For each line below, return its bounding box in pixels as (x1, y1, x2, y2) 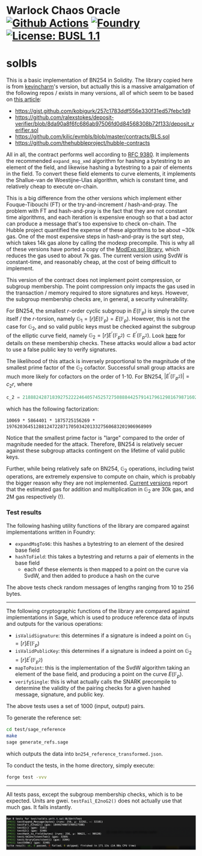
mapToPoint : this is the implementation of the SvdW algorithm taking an (14, 664, 191, 671)
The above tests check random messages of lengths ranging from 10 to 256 (6, 584, 194, 591)
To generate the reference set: (6, 714, 82, 721)
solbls (6, 57, 37, 70)
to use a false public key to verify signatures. (6, 346, 117, 353)
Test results (6, 509, 42, 517)
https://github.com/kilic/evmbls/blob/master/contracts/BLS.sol (14, 133, 170, 140)
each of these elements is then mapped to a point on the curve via (23, 566, 188, 573)
